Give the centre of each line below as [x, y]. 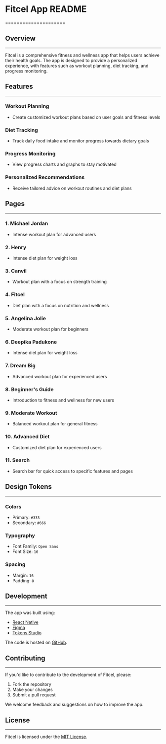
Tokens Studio [27, 633]
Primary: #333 [26, 517]
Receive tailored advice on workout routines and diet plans [72, 188]
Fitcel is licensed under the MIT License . [46, 737]
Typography [20, 536]
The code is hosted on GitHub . [36, 643]
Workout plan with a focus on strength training [60, 282]
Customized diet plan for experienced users [57, 447]
